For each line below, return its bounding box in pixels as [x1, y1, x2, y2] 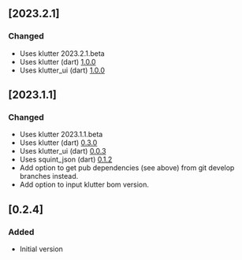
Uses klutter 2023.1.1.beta [19, 130, 103, 139]
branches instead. [19, 172, 79, 181]
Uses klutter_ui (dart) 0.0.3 [19, 147, 106, 156]
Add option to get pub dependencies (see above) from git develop [19, 163, 235, 173]
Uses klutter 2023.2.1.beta [19, 48, 105, 58]
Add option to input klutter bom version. [19, 180, 150, 189]
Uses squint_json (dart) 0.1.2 [19, 154, 113, 165]
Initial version [19, 244, 63, 254]
